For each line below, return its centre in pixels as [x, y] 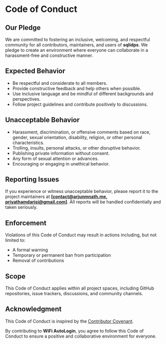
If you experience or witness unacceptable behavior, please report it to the [82, 191]
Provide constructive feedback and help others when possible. [77, 88]
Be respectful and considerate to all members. [60, 83]
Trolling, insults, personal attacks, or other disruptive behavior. [77, 148]
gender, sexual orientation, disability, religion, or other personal [77, 137]
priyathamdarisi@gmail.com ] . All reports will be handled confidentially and [83, 202]
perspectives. [26, 99]
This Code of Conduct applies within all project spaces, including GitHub [80, 288]
